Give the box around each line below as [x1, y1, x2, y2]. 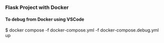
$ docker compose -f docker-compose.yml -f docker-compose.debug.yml [5, 27, 159, 33]
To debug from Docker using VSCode [5, 16, 84, 22]
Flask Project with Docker [5, 4, 69, 11]
